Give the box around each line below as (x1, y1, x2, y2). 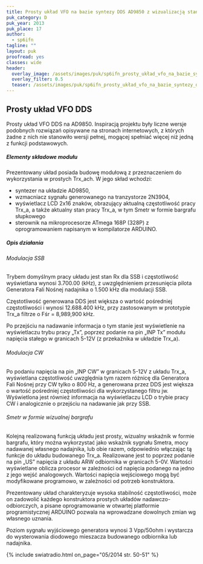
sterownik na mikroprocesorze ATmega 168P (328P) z (14, 219, 149, 226)
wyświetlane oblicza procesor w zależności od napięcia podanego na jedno (6, 464, 195, 472)
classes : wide (6, 59, 42, 65)
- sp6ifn (11, 37, 34, 43)
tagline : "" (6, 43, 36, 49)
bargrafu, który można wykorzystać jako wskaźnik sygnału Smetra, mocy (6, 439, 188, 446)
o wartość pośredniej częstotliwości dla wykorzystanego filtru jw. (6, 387, 169, 394)
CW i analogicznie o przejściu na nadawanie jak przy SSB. (6, 400, 151, 407)
